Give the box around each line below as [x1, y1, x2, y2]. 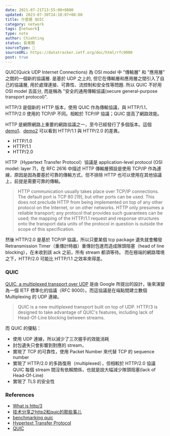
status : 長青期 [5, 41, 35, 46]
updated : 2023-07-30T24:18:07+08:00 [5, 12, 83, 17]
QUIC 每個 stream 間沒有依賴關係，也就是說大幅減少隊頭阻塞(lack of [12, 366, 156, 373]
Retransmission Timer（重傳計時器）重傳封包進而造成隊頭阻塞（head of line [5, 243, 164, 249]
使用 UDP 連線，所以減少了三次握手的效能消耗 [12, 336, 110, 342]
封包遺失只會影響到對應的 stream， [12, 342, 87, 348]
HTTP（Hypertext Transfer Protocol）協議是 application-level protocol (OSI [5, 159, 163, 165]
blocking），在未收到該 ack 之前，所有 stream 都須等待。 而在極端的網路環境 [5, 249, 165, 255]
